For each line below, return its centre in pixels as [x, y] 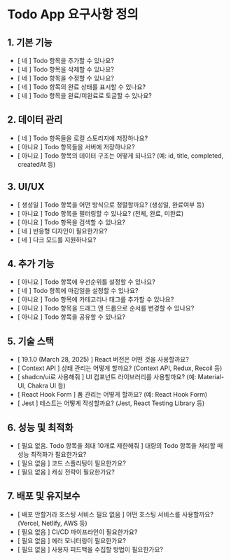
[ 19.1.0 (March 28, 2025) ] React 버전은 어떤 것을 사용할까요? [103, 360]
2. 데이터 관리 [35, 120]
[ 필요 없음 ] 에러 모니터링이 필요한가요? [71, 540]
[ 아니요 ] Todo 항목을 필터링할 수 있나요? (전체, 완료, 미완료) [100, 213]
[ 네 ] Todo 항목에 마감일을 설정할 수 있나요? [78, 291]
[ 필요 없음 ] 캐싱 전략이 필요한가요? [66, 472]
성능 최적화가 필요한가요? [52, 455]
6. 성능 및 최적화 [40, 427]
